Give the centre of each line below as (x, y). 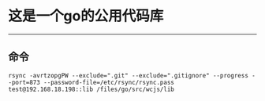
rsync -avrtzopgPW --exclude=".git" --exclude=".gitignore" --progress (128, 75)
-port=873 (24, 82)
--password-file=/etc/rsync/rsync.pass (109, 82)
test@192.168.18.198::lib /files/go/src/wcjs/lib (91, 89)
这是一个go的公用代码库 (86, 16)
